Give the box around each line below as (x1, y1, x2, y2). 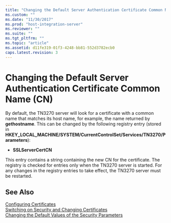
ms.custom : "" (5, 12, 36, 17)
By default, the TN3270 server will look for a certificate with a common (5, 110, 154, 116)
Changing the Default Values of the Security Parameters (5, 212, 123, 218)
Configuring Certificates (5, 201, 56, 207)
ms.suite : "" (5, 31, 33, 36)
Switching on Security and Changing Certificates (5, 207, 108, 213)
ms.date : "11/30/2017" (5, 17, 53, 22)
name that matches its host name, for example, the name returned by (5, 115, 150, 122)
